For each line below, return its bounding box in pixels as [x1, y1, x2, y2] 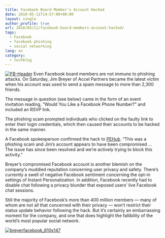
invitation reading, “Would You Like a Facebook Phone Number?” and [5, 101, 146, 107]
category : [5, 53, 26, 58]
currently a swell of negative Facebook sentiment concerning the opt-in [5, 172, 151, 178]
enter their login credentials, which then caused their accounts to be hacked [5, 121, 160, 127]
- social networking [9, 44, 52, 49]
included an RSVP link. [5, 107, 51, 113]
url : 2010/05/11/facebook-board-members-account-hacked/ [5, 26, 125, 30]
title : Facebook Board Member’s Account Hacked [5, 7, 105, 12]
